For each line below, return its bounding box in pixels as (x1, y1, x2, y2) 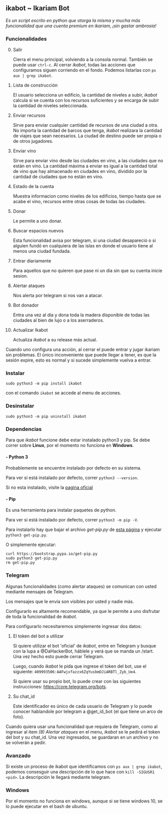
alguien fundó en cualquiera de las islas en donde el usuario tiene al (12, 243, 153, 249)
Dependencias (5, 425, 42, 432)
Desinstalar (5, 402, 34, 409)
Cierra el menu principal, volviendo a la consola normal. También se (12, 56, 153, 62)
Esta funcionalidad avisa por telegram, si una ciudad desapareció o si (12, 237, 156, 243)
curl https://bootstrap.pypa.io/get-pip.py (5, 552, 98, 557)
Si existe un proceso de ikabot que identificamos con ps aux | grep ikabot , (5, 764, 162, 769)
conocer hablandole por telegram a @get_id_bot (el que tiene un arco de (12, 708, 163, 714)
